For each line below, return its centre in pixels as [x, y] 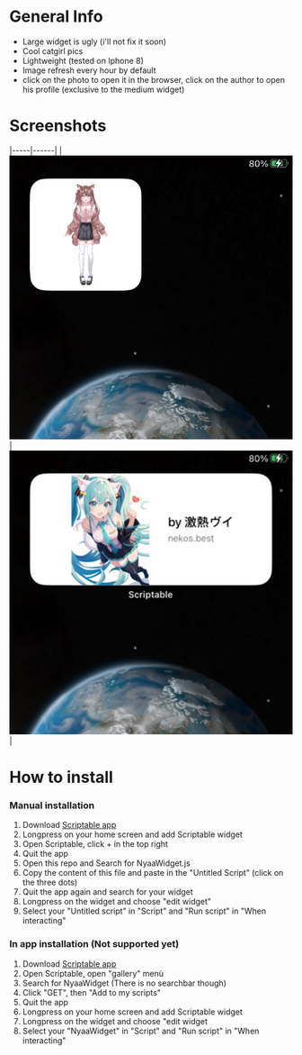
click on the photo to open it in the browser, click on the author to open [154, 79]
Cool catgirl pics [53, 50]
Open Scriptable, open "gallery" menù [93, 973]
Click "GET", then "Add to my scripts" [92, 992]
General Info [56, 17]
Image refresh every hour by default [89, 70]
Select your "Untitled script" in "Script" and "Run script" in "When [144, 911]
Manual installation [52, 805]
